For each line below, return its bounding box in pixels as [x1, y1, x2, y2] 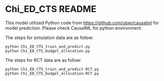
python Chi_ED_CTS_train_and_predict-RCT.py [5, 67, 99, 72]
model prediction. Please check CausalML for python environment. [5, 25, 143, 31]
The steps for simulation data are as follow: [5, 35, 94, 40]
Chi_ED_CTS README [5, 3, 97, 15]
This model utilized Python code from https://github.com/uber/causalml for [5, 20, 160, 26]
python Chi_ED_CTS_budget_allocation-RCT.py [5, 71, 99, 76]
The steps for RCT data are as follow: [5, 57, 82, 63]
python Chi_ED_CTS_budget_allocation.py [5, 48, 91, 53]
